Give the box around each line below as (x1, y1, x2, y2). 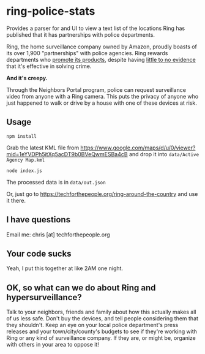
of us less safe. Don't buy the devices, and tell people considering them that (6, 315, 199, 322)
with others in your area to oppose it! (6, 341, 99, 348)
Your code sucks (6, 248, 72, 258)
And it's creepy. (6, 74, 48, 81)
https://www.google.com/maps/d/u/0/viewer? (80, 144, 196, 151)
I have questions (6, 214, 71, 225)
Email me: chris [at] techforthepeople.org (6, 231, 110, 238)
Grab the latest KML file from (6, 144, 80, 151)
